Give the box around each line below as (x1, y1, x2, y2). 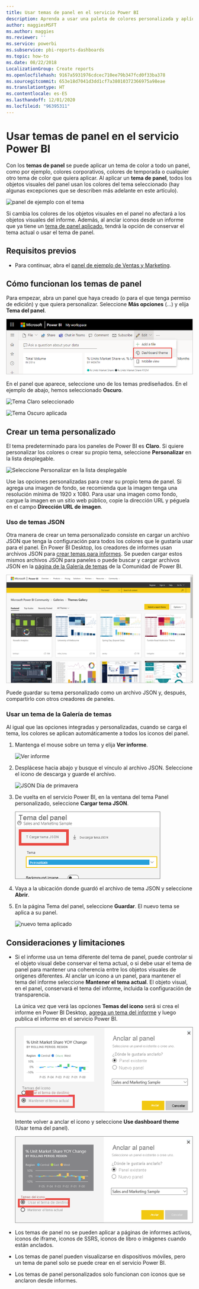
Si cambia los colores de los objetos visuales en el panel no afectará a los (6, 210, 186, 217)
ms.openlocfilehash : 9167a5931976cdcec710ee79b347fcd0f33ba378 (6, 72, 166, 78)
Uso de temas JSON (6, 518, 65, 527)
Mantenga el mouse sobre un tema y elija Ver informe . (14, 741, 148, 749)
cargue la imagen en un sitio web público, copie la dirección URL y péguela (6, 497, 190, 504)
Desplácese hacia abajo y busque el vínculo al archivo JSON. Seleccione (14, 764, 193, 771)
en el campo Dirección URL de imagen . (6, 504, 102, 511)
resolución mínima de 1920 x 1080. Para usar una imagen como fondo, (6, 490, 178, 498)
